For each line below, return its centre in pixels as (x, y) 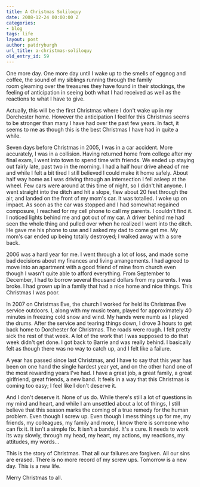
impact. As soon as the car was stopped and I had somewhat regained (93, 205)
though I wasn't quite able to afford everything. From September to (88, 273)
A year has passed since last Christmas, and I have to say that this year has (99, 360)
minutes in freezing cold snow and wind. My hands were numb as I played (97, 316)
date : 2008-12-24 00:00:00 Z (42, 17)
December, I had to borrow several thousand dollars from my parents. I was (99, 279)
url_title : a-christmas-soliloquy (49, 51)
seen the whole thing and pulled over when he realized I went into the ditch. (99, 223)
